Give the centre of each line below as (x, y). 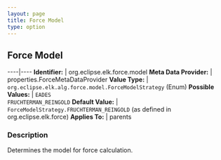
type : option (26, 27)
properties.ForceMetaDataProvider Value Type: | (78, 80)
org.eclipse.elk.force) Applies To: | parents (69, 117)
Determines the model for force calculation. (70, 150)
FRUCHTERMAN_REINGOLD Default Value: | (63, 102)
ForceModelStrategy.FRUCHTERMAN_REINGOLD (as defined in (89, 109)
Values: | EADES (29, 95)
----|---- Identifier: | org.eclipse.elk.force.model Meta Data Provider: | (110, 72)
